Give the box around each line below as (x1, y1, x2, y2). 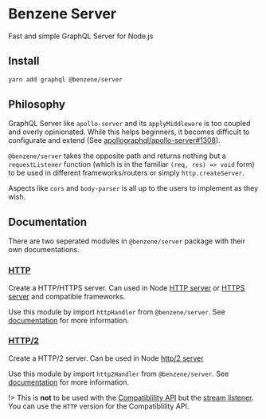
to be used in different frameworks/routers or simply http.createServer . (8, 168, 244, 178)
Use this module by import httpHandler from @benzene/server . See (8, 306, 225, 316)
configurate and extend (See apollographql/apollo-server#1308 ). (8, 136, 221, 145)
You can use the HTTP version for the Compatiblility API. (8, 401, 190, 411)
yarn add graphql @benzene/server (8, 75, 123, 84)
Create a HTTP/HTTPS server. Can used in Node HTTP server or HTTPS (8, 283, 245, 292)
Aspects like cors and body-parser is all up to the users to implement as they (8, 184, 259, 193)
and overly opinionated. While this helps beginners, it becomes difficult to (8, 127, 250, 136)
